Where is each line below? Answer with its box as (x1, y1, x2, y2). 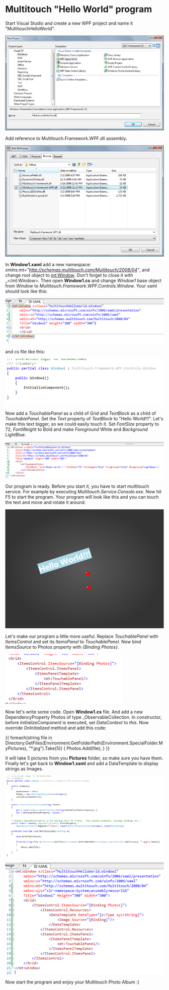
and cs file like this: (5, 348, 45, 354)
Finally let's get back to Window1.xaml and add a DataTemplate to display (5, 760, 159, 766)
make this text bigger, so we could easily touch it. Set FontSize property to (5, 421, 159, 427)
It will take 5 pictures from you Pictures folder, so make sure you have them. (5, 755, 163, 761)
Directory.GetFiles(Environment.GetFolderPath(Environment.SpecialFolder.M (5, 740, 163, 746)
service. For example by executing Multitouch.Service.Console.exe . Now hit (5, 488, 162, 494)
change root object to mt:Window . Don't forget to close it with (5, 272, 133, 278)
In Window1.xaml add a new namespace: (5, 262, 92, 268)
